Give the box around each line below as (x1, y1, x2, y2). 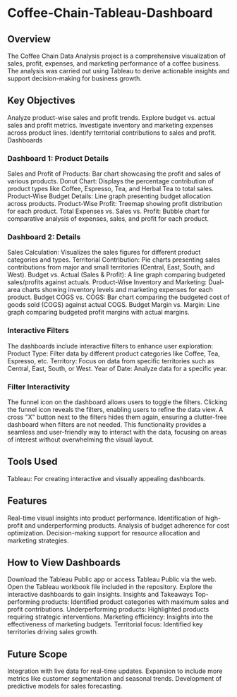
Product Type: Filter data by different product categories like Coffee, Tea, (7, 349, 220, 358)
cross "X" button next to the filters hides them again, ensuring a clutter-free (7, 413, 227, 421)
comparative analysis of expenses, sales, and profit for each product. (7, 214, 209, 223)
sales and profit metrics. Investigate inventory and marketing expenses (7, 121, 214, 129)
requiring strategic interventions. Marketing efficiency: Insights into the (7, 612, 214, 622)
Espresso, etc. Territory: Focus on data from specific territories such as (7, 356, 215, 365)
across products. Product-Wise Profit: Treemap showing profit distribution (7, 200, 223, 208)
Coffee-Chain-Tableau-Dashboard (7, 5, 213, 21)
